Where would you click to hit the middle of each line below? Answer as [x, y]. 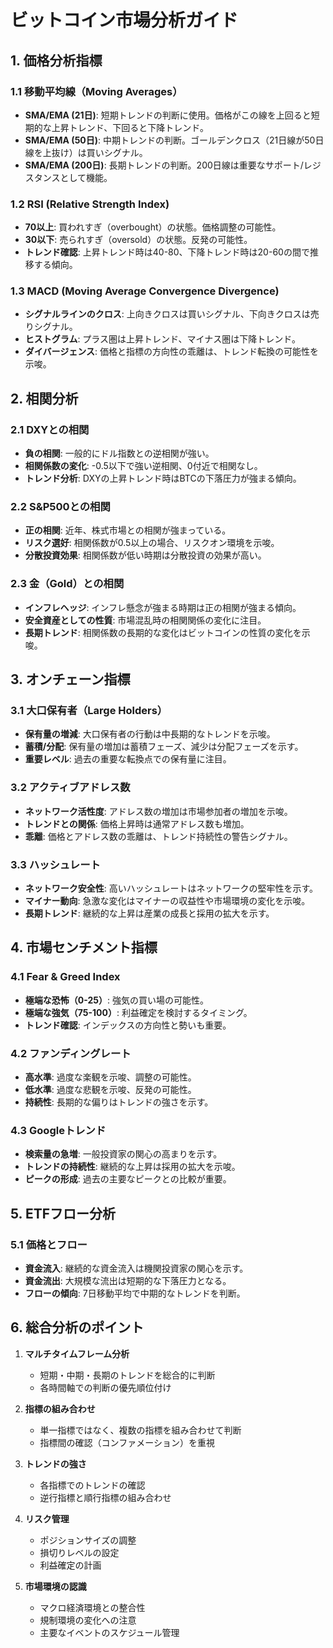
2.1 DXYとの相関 [50, 429]
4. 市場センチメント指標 [84, 947]
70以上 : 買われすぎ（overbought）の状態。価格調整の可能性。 [153, 227]
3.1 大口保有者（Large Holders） [89, 711]
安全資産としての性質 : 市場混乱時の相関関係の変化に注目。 [145, 620]
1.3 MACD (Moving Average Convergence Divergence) [145, 291]
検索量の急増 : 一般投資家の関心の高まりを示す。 [123, 1154]
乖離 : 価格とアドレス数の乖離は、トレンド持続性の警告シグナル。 [158, 836]
